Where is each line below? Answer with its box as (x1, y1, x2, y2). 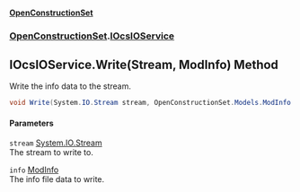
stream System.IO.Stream (9, 137, 102, 148)
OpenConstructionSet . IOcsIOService (9, 30, 175, 42)
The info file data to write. (9, 174, 105, 185)
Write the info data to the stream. (9, 81, 132, 92)
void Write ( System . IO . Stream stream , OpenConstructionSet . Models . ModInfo (9, 99, 292, 108)
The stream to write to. (9, 147, 94, 158)
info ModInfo (9, 164, 59, 175)
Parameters (9, 118, 54, 128)
